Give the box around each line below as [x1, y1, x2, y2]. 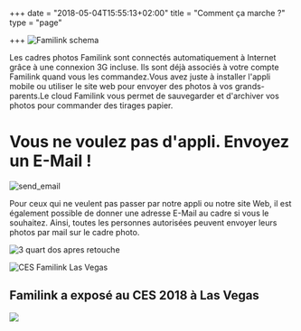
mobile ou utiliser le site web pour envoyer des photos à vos [9, 81, 233, 91]
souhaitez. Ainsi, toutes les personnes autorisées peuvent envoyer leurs [9, 216, 277, 228]
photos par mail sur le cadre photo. [9, 226, 140, 237]
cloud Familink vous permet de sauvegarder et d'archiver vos [51, 90, 280, 101]
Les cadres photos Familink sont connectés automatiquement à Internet [9, 52, 277, 62]
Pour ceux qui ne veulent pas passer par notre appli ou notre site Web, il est [9, 198, 292, 208]
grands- [234, 81, 265, 91]
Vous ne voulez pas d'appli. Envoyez [9, 132, 290, 152]
